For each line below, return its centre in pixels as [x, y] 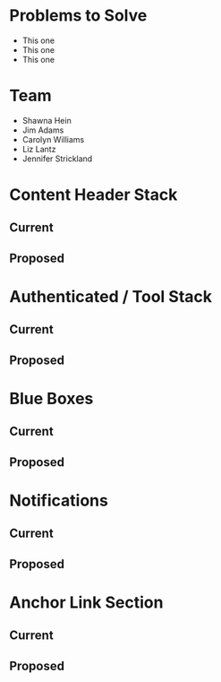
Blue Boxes [51, 399]
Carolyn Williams [53, 139]
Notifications [59, 501]
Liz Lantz [39, 149]
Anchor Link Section [86, 602]
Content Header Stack [93, 195]
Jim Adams [43, 130]
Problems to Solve [78, 16]
